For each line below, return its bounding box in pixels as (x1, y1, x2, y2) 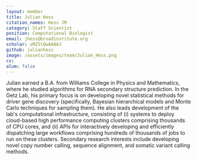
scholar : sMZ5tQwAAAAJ (6, 42, 62, 48)
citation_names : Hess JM (6, 19, 67, 25)
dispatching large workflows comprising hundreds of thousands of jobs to (6, 129, 185, 136)
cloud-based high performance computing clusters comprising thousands (6, 117, 185, 124)
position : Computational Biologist (6, 31, 94, 36)
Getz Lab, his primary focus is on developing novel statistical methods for (6, 92, 184, 99)
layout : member (6, 8, 44, 15)
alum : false (6, 63, 35, 69)
